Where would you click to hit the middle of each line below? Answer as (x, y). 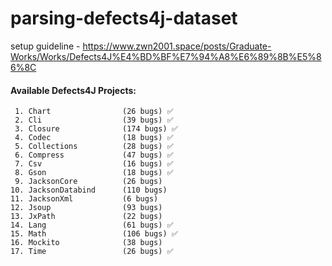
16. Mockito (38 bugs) (86, 243)
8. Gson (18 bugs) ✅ (94, 173)
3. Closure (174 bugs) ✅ (96, 129)
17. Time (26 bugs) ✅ (92, 252)
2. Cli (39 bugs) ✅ (94, 120)
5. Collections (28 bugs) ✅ (94, 147)
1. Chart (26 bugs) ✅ (94, 112)
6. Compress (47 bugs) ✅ (94, 155)
